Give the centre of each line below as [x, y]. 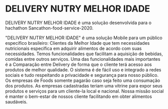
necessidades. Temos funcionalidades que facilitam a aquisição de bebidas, [84, 54]
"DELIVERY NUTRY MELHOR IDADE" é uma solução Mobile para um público [84, 38]
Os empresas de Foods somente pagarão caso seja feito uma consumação [83, 80]
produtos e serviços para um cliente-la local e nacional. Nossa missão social [85, 91]
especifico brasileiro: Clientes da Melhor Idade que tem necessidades [77, 43]
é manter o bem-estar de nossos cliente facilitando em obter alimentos [79, 96]
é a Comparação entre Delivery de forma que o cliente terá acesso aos [78, 64]
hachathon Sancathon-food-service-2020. [50, 28]
